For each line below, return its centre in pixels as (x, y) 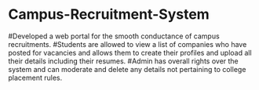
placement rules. (35, 77)
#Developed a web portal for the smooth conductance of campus (114, 36)
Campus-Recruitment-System (109, 14)
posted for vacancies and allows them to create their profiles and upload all (130, 52)
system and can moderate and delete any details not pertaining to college (127, 69)
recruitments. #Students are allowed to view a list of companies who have (128, 44)
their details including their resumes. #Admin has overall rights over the (124, 61)
